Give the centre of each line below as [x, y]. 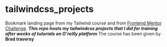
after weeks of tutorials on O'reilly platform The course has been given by [83, 33]
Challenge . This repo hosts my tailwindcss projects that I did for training [81, 28]
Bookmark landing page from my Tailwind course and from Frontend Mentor [83, 23]
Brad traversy [20, 39]
